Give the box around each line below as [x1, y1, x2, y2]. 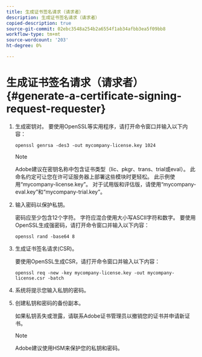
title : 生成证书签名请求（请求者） [6, 8, 84, 15]
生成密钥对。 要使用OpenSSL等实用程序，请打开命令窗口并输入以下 [14, 122, 183, 130]
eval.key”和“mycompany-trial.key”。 [14, 188, 106, 195]
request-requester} [6, 102, 106, 116]
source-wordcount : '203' [6, 37, 69, 43]
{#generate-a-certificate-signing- [6, 89, 182, 103]
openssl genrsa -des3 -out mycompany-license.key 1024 [14, 142, 156, 148]
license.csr [14, 275, 45, 281]
